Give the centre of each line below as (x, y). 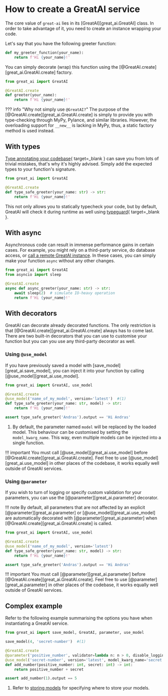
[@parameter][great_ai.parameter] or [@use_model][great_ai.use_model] (80, 513)
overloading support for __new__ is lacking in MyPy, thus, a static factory (79, 125)
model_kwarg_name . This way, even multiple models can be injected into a (87, 437)
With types (23, 146)
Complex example (34, 606)
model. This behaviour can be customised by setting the (70, 432)
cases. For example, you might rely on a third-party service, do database (80, 250)
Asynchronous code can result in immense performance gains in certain (79, 245)
